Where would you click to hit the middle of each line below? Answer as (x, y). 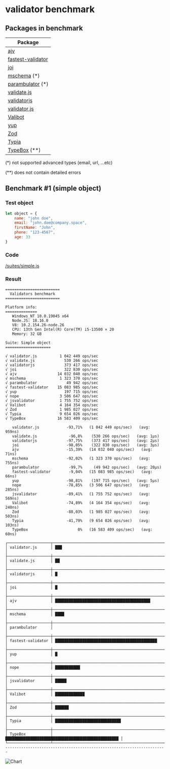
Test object (19, 203)
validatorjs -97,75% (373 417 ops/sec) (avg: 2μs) (86, 441)
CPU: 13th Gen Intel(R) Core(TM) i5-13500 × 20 (63, 330)
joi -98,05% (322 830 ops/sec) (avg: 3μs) (86, 445)
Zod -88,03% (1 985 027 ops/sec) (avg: (81, 512)
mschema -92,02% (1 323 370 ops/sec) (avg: (81, 458)
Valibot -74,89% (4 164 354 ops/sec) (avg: (81, 503)
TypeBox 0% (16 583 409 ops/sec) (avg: (82, 530)
